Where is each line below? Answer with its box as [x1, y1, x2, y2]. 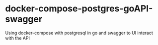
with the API [5, 35, 30, 41]
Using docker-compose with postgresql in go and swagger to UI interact [5, 30, 153, 36]
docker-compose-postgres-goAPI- [5, 3, 153, 14]
